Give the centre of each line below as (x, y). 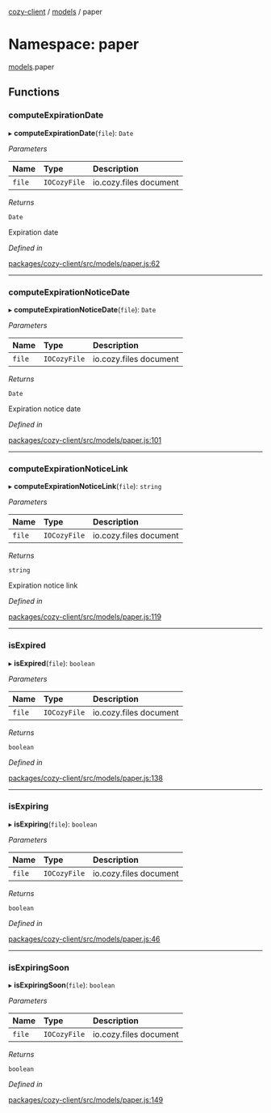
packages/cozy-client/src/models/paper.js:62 (84, 263)
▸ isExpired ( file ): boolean (52, 663)
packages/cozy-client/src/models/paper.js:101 (85, 440)
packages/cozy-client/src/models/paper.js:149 (86, 1100)
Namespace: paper (74, 45)
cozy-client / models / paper (56, 12)
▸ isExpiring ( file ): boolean (53, 824)
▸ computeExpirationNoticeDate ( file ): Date (82, 309)
